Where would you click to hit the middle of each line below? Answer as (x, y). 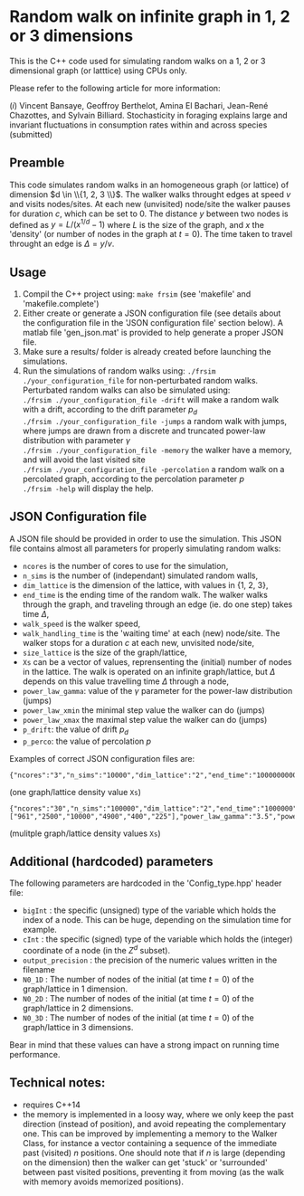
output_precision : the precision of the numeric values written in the (150, 960)
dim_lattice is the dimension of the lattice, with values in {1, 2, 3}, (145, 584)
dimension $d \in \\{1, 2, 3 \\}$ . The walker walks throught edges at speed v (150, 194)
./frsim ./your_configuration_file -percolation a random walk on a (153, 470)
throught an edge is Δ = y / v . (62, 244)
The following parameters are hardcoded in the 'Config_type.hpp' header (146, 883)
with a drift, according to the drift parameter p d (109, 411)
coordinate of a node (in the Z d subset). (96, 950)
